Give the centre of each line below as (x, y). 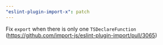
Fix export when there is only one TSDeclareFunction (71, 29)
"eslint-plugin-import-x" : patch (48, 12)
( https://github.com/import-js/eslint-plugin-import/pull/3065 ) (81, 35)
